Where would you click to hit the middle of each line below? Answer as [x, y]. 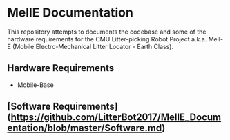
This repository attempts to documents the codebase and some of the [107, 32]
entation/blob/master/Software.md [85, 128]
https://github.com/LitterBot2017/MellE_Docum [116, 118]
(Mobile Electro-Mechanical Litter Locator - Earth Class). [93, 46]
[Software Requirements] [63, 107]
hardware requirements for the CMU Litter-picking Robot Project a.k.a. [107, 39]
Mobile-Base [35, 85]
